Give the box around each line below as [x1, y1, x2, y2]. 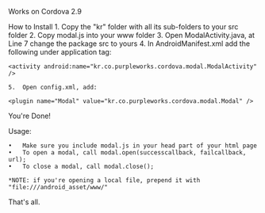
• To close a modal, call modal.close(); [8, 162, 155, 170]
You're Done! [8, 111, 52, 120]
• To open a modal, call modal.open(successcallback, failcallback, [8, 149, 247, 157]
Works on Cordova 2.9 [8, 7, 82, 16]
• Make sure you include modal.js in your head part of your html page [8, 142, 258, 150]
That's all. [8, 197, 40, 207]
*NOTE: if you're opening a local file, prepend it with [8, 177, 201, 184]
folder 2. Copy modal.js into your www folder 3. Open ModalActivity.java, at [8, 31, 255, 40]
